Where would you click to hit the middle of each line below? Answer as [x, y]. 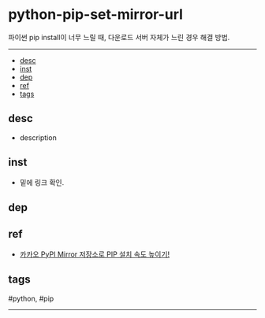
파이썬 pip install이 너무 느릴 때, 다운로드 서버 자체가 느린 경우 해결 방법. [119, 37]
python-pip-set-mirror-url [96, 15]
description [38, 137]
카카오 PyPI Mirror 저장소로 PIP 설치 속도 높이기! [95, 254]
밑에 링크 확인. [42, 182]
